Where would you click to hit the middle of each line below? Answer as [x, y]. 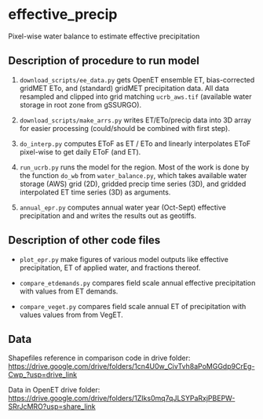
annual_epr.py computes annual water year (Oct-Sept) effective [122, 207]
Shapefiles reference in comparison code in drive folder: [99, 358]
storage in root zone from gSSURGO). [80, 104]
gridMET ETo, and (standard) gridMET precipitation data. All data [124, 88]
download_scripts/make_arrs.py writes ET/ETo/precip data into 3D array [135, 120]
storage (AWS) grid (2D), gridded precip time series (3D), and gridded [133, 184]
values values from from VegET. [71, 315]
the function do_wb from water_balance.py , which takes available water [133, 175]
